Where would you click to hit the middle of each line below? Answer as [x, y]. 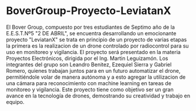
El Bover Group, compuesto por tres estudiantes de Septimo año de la [90, 27]
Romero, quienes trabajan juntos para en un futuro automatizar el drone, [93, 70]
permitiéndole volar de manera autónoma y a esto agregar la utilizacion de [96, 77]
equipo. [15, 102]
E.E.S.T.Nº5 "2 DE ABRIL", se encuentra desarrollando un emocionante [91, 33]
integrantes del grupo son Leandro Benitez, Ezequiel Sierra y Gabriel [89, 64]
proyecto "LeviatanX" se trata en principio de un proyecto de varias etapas [97, 39]
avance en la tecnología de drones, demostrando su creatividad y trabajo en [98, 96]
